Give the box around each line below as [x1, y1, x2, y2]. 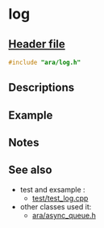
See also [8, 163, 52, 177]
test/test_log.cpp [31, 193, 89, 203]
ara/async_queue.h [31, 210, 97, 220]
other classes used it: [19, 201, 92, 211]
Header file [8, 37, 66, 51]
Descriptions [8, 81, 75, 95]
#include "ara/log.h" [8, 58, 81, 66]
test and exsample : [19, 184, 86, 194]
